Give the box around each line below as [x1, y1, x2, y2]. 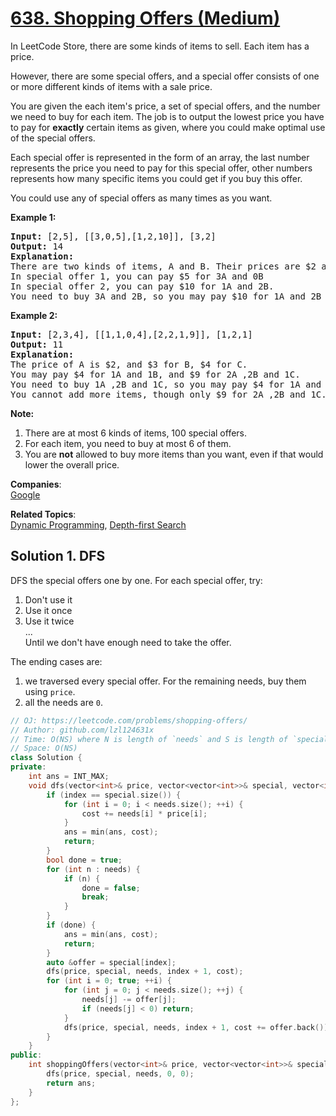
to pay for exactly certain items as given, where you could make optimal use [10, 121, 326, 133]
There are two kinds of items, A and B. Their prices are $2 [10, 260, 317, 272]
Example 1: [10, 211, 57, 223]
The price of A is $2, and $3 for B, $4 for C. [10, 358, 248, 370]
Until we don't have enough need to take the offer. [24, 636, 232, 648]
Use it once [24, 604, 73, 616]
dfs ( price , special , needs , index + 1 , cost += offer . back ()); [63, 1022, 333, 1032]
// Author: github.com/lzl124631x [10, 725, 155, 735]
